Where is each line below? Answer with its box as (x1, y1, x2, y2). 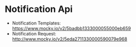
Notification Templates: (12, 20, 61, 26)
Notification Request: (12, 30, 56, 36)
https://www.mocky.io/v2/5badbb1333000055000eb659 (12, 25, 131, 31)
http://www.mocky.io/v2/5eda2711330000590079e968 (12, 36, 127, 42)
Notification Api (5, 3, 73, 15)
